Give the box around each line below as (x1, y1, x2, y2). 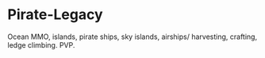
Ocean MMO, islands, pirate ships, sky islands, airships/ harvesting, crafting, (7, 32, 258, 41)
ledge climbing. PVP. (7, 40, 75, 49)
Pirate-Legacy (7, 6, 104, 24)
